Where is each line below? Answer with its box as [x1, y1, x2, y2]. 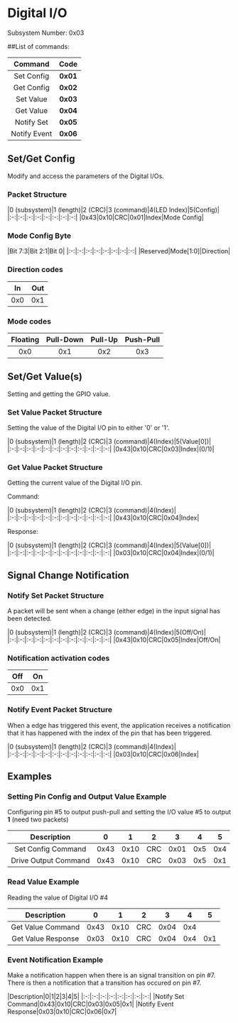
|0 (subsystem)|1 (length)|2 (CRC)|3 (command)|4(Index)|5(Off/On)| [7, 628, 206, 637]
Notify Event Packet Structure [7, 705, 113, 715]
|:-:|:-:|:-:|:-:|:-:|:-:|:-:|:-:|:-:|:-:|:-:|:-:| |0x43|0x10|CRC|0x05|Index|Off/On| [7, 635, 221, 644]
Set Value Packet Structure [7, 407, 102, 417]
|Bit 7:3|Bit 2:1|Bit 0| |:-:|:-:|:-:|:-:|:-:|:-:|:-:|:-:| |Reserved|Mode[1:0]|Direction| [7, 247, 231, 256]
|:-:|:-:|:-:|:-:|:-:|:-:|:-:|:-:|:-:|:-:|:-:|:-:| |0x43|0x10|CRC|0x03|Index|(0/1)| [7, 445, 215, 454]
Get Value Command [11, 921, 80, 931]
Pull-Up [90, 334, 119, 344]
